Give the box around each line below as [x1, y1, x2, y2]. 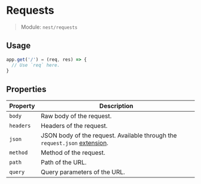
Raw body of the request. [41, 112, 112, 120]
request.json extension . [41, 139, 109, 147]
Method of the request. [41, 149, 106, 157]
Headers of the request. [41, 122, 108, 130]
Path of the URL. [41, 158, 87, 167]
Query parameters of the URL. [41, 168, 126, 176]
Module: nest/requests [20, 23, 78, 30]
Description [99, 102, 133, 111]
